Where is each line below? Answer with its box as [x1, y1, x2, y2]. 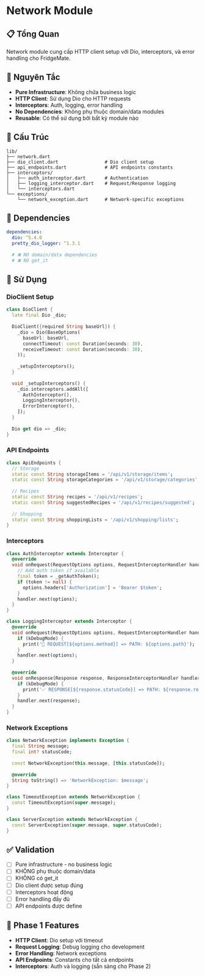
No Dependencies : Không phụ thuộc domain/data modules [15, 107, 165, 115]
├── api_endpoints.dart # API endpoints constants [6, 164, 173, 170]
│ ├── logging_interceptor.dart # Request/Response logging [6, 180, 176, 186]
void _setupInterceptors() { [12, 380, 86, 387]
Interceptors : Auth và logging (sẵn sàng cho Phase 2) [15, 963, 151, 970]
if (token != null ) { [17, 578, 72, 585]
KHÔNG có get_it [15, 875, 59, 882]
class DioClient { [6, 307, 53, 313]
